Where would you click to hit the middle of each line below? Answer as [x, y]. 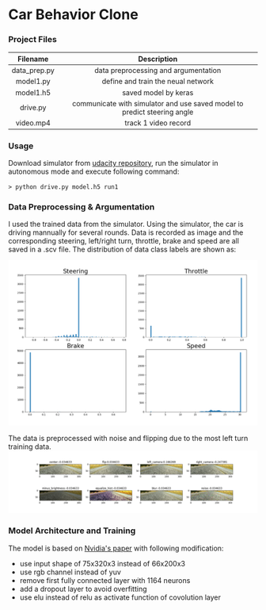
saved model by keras [158, 92]
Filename [33, 59]
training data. [30, 447]
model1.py [33, 82]
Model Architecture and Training [72, 531]
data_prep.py [33, 71]
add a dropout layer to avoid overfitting [83, 589]
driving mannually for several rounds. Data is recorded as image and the [126, 232]
